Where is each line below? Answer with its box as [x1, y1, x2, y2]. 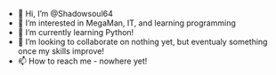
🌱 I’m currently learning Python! [17, 27, 134, 37]
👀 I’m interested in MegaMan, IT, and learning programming [17, 18, 236, 28]
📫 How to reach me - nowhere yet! [17, 56, 148, 66]
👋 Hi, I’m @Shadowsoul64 [17, 9, 113, 19]
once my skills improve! [17, 46, 105, 56]
